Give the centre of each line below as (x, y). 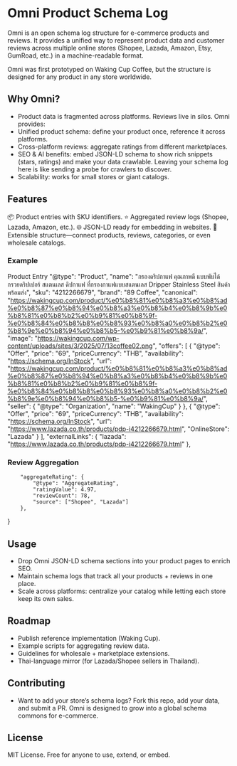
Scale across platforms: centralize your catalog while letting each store (122, 591)
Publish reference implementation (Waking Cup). (89, 638)
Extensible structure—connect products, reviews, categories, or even (109, 235)
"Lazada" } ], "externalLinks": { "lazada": (67, 436)
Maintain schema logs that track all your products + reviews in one (115, 576)
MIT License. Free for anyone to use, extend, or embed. (89, 755)
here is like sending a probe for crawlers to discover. (95, 169)
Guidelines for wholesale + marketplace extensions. (94, 653)
